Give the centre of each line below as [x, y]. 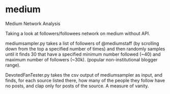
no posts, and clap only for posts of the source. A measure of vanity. [77, 86]
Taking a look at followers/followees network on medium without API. [78, 33]
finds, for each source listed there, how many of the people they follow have [85, 80]
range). [13, 65]
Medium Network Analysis [33, 24]
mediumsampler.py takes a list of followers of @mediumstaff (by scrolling [82, 43]
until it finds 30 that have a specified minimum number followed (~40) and [83, 54]
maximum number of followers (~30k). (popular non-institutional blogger [81, 59]
